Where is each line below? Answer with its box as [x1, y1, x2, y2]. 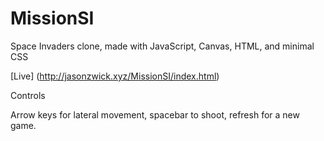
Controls [10, 89, 46, 101]
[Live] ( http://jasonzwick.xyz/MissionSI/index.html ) [10, 70, 220, 82]
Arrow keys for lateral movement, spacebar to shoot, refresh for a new [10, 108, 300, 121]
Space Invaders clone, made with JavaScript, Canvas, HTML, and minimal [10, 40, 315, 52]
